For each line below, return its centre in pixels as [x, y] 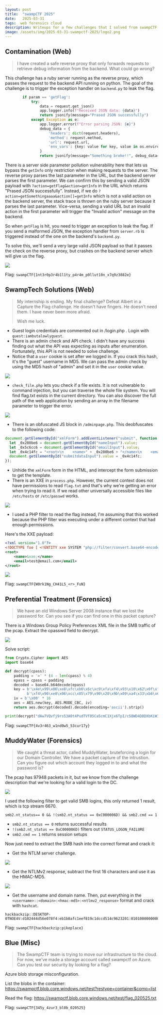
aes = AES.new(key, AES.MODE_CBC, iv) [53, 703]
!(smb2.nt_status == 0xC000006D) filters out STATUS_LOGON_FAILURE [78, 829]
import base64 [19, 663]
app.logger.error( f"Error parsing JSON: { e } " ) [88, 124]
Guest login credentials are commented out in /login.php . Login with [81, 330]
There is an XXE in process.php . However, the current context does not [83, 480]
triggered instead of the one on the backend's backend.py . [63, 236]
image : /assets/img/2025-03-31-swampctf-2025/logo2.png [63, 32]
